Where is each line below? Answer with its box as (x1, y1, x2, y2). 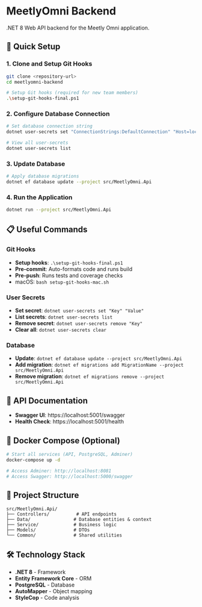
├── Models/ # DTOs (6, 527, 90, 534)
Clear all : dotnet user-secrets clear (14, 326, 107, 334)
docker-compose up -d (6, 456, 61, 463)
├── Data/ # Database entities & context (6, 517, 152, 523)
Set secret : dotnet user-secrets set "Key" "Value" (14, 307, 144, 314)
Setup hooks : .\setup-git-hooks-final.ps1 (14, 259, 123, 266)
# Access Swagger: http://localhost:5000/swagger (6, 473, 133, 479)
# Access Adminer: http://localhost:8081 (6, 468, 112, 474)
